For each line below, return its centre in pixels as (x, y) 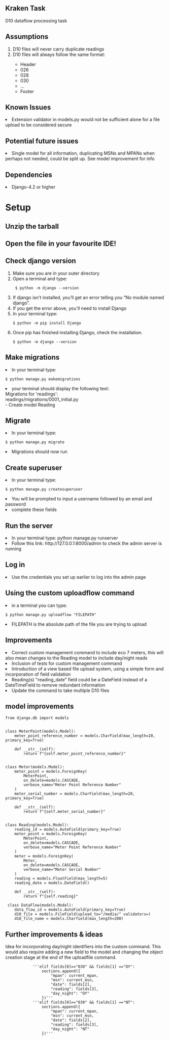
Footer (27, 91)
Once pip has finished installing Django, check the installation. (78, 332)
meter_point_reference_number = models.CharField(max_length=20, (85, 736)
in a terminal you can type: (40, 605)
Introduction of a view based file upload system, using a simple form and (88, 669)
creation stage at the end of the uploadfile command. (61, 957)
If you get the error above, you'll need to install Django (70, 308)
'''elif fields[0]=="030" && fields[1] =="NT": (84, 1003)
